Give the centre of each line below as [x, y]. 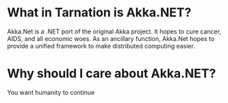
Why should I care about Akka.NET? [112, 74]
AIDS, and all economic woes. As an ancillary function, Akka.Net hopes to [111, 38]
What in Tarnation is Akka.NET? [99, 13]
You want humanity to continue [51, 92]
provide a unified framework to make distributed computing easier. [101, 46]
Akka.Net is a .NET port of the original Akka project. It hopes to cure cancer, [114, 31]
